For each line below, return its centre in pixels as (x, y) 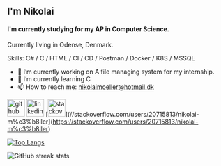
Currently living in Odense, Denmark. (60, 44)
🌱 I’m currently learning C (54, 78)
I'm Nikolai (31, 11)
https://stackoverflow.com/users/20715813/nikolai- (125, 122)
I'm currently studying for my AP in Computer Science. (88, 29)
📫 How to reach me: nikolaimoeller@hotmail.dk (86, 87)
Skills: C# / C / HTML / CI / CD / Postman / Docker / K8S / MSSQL (101, 58)
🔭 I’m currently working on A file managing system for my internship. (116, 72)
